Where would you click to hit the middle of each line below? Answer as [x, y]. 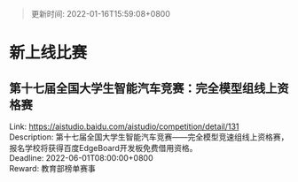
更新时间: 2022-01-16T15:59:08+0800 [100, 14]
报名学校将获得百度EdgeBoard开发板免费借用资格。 [103, 148]
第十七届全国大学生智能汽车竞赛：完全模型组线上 [143, 88]
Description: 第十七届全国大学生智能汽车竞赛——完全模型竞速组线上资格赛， [149, 137]
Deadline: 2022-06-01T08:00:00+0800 [81, 158]
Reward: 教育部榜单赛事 [52, 168]
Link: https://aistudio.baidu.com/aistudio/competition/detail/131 [124, 126]
